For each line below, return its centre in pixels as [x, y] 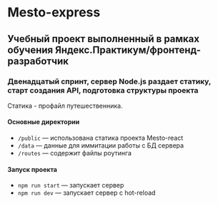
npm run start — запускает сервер [71, 185]
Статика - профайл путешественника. [65, 106]
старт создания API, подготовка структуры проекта [103, 90]
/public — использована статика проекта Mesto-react [100, 138]
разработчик [38, 61]
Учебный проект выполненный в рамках [104, 39]
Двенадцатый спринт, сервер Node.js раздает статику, [109, 81]
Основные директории [44, 122]
